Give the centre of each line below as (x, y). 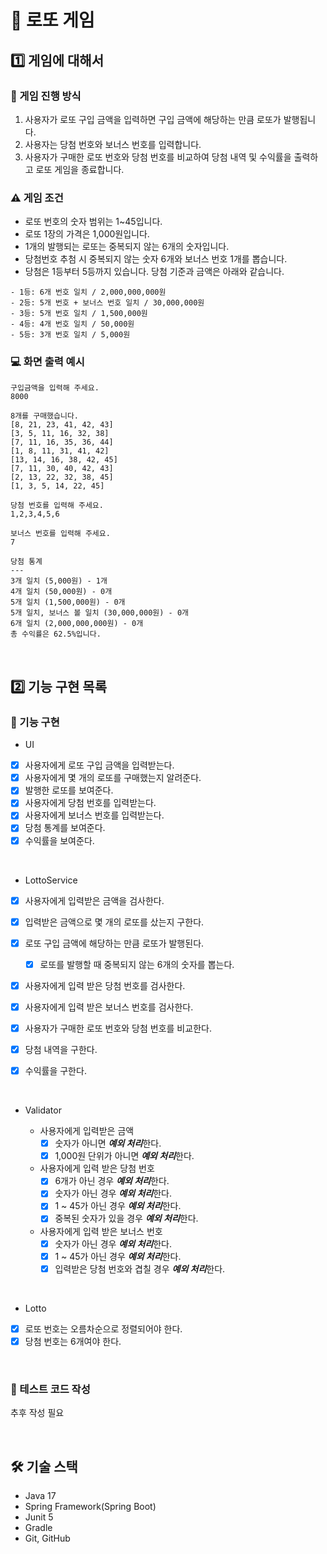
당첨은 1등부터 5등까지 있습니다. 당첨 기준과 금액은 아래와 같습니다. (154, 272)
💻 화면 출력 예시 (47, 362)
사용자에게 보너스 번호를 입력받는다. (94, 815)
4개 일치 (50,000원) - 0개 (61, 592)
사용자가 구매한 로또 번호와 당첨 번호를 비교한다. (118, 1028)
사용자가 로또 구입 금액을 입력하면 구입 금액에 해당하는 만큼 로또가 (153, 119)
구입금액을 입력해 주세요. (55, 388)
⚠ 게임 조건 (37, 198)
